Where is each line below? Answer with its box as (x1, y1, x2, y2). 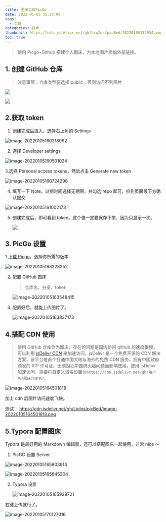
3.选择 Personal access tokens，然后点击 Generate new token (5, 168, 131, 174)
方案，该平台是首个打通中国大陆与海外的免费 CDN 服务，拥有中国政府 (17, 356, 160, 362)
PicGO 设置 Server (12, 452, 50, 458)
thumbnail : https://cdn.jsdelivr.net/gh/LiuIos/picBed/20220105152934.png (5, 30, 163, 35)
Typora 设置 (12, 481, 37, 487)
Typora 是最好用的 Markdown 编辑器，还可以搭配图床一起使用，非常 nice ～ (5, 441, 160, 447)
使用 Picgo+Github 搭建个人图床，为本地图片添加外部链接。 (17, 49, 139, 55)
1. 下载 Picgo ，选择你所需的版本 (5, 254, 69, 260)
